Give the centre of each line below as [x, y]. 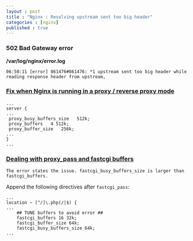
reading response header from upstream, [56, 76]
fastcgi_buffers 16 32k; [47, 218]
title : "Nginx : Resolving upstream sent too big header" [80, 17]
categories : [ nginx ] [32, 22]
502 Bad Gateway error [40, 48]
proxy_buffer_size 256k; [42, 129]
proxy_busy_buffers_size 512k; [49, 118]
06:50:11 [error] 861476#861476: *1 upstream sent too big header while [96, 71]
